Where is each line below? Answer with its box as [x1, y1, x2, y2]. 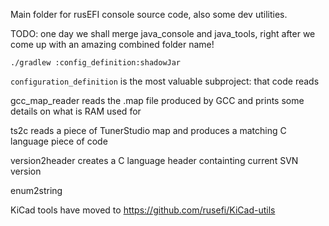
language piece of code [10, 135, 108, 147]
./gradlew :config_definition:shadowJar [10, 58, 182, 68]
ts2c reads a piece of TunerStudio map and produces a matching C [10, 125, 287, 136]
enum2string [10, 185, 63, 196]
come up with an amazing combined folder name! [10, 39, 215, 50]
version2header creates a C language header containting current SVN [10, 155, 299, 166]
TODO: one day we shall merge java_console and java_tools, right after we [10, 28, 316, 39]
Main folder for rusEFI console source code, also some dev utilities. [10, 9, 288, 20]
